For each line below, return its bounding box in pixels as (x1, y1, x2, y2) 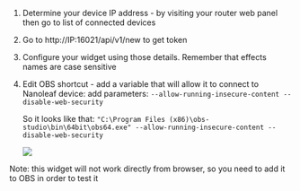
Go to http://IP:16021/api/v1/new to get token (22, 35, 188, 45)
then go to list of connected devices (22, 17, 156, 28)
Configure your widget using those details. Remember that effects (22, 52, 267, 62)
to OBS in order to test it (9, 173, 99, 183)
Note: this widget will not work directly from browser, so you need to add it (9, 163, 286, 174)
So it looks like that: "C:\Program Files (22, 114, 166, 124)
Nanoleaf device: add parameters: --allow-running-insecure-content (22, 89, 280, 99)
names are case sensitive (22, 62, 117, 72)
